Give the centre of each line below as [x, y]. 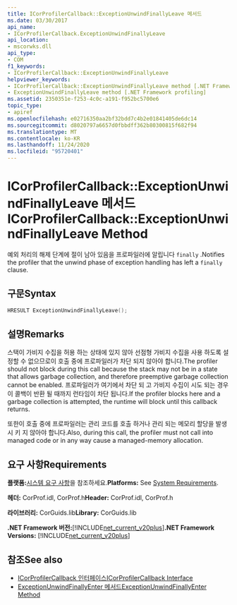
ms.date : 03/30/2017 [38, 20]
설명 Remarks [36, 335]
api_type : [22, 54]
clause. [18, 269]
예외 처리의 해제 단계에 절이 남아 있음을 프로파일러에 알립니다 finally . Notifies [116, 254]
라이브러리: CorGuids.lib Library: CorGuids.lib [72, 513]
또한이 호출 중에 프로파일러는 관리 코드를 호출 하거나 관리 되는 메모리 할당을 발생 [117, 424]
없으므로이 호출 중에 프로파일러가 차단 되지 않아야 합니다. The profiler [123, 361]
